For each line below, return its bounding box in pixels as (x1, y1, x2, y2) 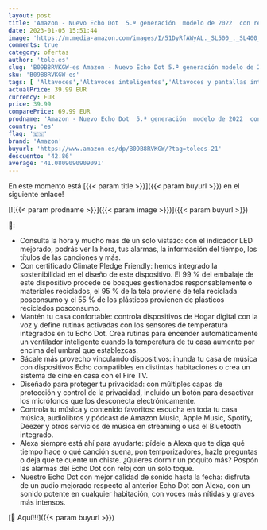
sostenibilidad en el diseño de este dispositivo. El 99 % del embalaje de (19, 269, 254, 279)
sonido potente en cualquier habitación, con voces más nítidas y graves (19, 489, 256, 499)
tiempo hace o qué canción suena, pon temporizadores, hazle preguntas (19, 447, 258, 457)
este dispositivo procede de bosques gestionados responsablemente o (19, 278, 253, 288)
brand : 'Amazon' (8, 137, 62, 145)
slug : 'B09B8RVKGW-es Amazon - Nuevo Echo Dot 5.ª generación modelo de (8, 64, 254, 72)
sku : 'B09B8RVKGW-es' (8, 71, 80, 79)
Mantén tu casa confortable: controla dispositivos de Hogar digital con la (19, 311, 258, 322)
